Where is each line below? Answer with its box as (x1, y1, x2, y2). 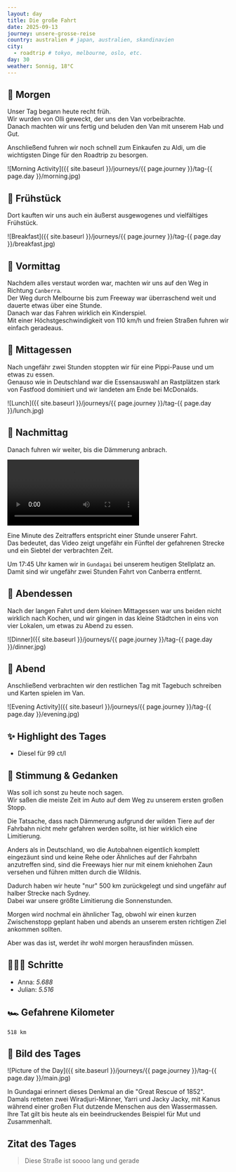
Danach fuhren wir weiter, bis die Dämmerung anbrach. (7, 445, 167, 454)
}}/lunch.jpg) (7, 406, 44, 415)
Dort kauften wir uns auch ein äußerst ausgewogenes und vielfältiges (7, 211, 209, 220)
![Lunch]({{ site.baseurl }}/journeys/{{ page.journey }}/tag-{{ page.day (7, 398, 212, 407)
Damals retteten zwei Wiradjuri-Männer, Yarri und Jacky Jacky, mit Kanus (7, 1095, 221, 1104)
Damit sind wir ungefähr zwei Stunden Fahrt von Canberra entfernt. (7, 567, 202, 576)
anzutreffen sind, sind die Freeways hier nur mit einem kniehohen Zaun (7, 860, 213, 869)
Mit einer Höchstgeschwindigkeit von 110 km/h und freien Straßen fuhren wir (7, 316, 229, 324)
